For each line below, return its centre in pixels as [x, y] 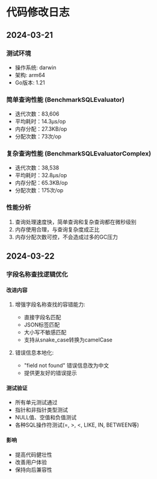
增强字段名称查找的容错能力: [50, 304]
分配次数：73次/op [38, 137]
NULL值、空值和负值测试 [46, 418]
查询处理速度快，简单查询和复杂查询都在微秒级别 [75, 222]
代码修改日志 [38, 12]
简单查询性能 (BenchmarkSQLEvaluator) [66, 99]
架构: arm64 [30, 75]
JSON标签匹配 [42, 325]
